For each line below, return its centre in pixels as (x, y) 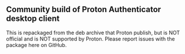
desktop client (33, 19)
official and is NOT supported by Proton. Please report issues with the (90, 39)
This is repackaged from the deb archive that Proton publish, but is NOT (93, 33)
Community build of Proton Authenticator (84, 10)
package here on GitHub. (36, 45)
